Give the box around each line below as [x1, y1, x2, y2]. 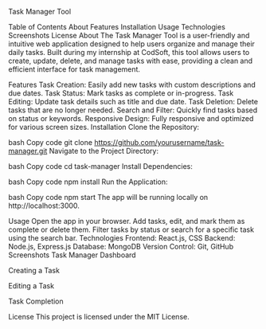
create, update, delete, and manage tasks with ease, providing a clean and [8, 56, 253, 65]
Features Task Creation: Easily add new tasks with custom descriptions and [8, 80, 256, 89]
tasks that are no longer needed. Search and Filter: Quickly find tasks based [8, 105, 258, 115]
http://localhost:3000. [8, 201, 80, 210]
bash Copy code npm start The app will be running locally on [8, 193, 209, 202]
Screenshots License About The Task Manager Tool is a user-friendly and [8, 31, 250, 40]
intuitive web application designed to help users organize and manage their [8, 39, 255, 49]
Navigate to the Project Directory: [49, 147, 159, 155]
